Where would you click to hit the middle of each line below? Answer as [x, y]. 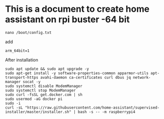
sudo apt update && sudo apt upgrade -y [47, 69]
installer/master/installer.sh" [38, 112]
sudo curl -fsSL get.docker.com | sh [44, 94]
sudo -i [13, 103]
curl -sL [14, 107]
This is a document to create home [77, 9]
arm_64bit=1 [17, 51]
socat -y [32, 82]
